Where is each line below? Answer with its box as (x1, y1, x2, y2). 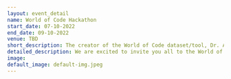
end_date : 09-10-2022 (7, 29, 69, 36)
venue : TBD (7, 36, 38, 43)
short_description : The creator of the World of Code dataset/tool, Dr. (7, 42, 220, 49)
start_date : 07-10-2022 (7, 23, 76, 30)
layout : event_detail (7, 10, 69, 17)
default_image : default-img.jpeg (7, 61, 103, 68)
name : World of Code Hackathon (7, 16, 97, 23)
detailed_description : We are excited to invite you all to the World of (7, 49, 223, 56)
